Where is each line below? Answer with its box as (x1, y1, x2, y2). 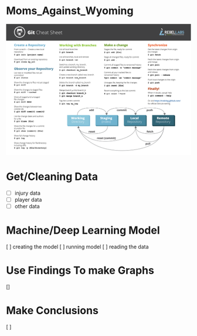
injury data (14, 189, 41, 197)
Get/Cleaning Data (6, 169, 98, 183)
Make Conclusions (6, 304, 98, 317)
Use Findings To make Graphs (6, 264, 154, 277)
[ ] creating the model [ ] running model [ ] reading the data (6, 243, 149, 250)
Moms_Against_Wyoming (6, 4, 134, 18)
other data (14, 202, 40, 209)
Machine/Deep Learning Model (6, 224, 160, 237)
